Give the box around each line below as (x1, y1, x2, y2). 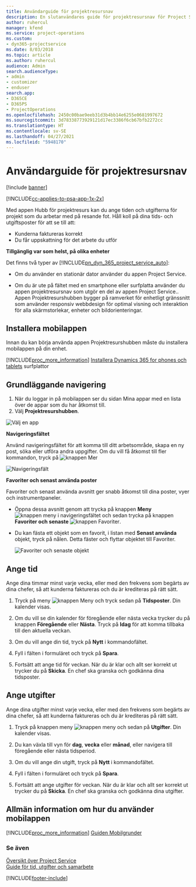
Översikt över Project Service (6, 857, 77, 864)
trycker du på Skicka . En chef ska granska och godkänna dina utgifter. (14, 788, 184, 795)
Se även (6, 844, 29, 852)
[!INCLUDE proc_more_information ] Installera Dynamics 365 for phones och (6, 356, 187, 363)
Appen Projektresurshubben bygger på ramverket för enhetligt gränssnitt (14, 294, 190, 301)
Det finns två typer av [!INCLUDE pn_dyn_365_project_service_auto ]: (6, 259, 170, 266)
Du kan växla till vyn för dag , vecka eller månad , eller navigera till (14, 741, 173, 748)
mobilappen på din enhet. (6, 345, 68, 352)
